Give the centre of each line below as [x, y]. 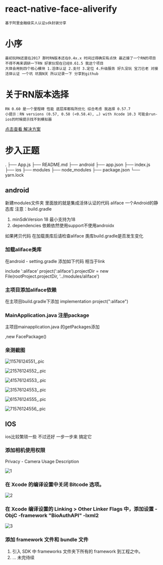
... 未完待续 [23, 557]
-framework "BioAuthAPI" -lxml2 [58, 516]
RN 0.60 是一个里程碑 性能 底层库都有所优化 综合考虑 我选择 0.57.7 [68, 109]
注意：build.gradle [33, 209]
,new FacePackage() [26, 337]
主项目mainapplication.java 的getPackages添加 [52, 327]
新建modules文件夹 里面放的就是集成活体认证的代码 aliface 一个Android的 [80, 203]
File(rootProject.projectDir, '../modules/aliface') [52, 276]
